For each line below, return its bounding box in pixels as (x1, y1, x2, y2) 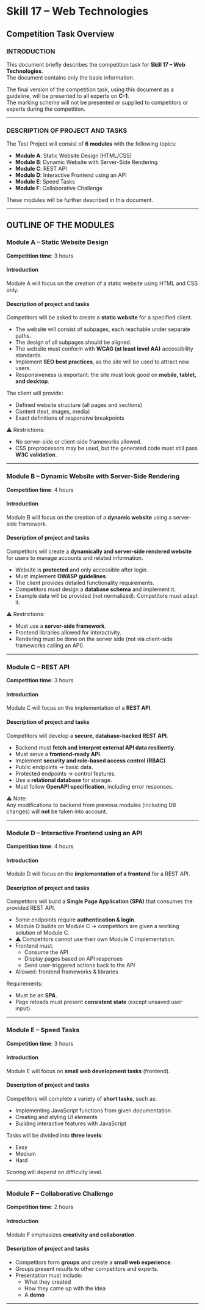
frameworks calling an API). (15, 641, 85, 649)
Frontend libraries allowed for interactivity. (15, 628, 122, 636)
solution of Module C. (15, 929, 70, 937)
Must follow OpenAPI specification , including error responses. (15, 783, 174, 790)
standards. (15, 352, 43, 359)
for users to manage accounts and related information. (6, 554, 143, 561)
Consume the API (24, 948, 68, 956)
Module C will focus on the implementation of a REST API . (6, 704, 153, 712)
